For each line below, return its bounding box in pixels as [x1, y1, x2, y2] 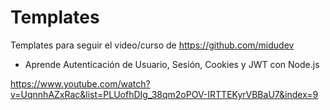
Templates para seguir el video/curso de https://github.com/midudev [10, 39, 295, 51]
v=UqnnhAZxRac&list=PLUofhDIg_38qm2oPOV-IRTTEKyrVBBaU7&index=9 [10, 88, 319, 100]
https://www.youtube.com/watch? [10, 77, 151, 90]
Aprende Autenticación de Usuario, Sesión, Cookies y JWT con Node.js [24, 58, 320, 70]
